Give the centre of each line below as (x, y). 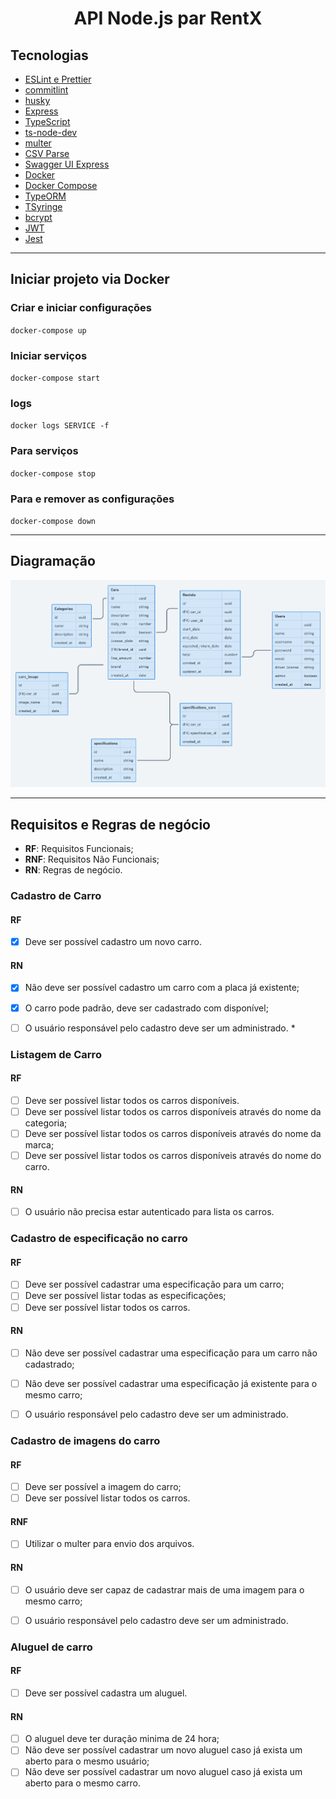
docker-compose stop (53, 473)
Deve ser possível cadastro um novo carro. (113, 942)
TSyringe (43, 206)
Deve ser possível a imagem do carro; (103, 1487)
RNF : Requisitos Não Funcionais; (92, 859)
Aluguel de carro (51, 1647)
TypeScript (47, 121)
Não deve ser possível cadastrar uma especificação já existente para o (171, 1383)
